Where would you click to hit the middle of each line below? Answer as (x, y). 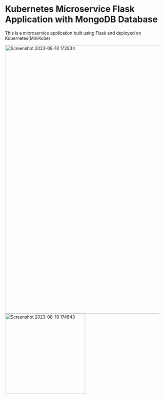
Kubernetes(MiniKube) (28, 38)
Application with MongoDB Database (81, 19)
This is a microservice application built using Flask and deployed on (73, 33)
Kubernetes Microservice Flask (70, 9)
